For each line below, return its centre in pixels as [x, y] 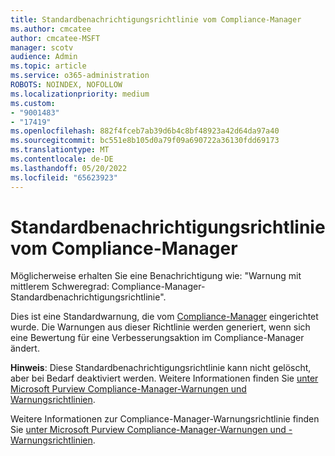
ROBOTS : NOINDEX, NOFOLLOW [66, 85]
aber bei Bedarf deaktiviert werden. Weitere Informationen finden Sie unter [164, 378]
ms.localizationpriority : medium [80, 94]
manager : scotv [42, 47]
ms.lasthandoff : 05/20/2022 [69, 168]
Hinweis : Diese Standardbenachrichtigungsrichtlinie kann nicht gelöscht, [161, 368]
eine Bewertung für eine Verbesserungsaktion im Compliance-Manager [157, 338]
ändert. [25, 348]
